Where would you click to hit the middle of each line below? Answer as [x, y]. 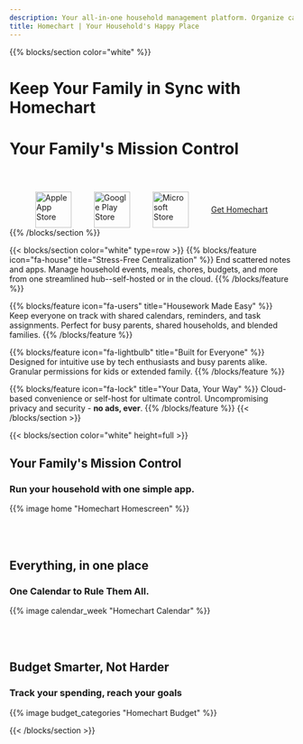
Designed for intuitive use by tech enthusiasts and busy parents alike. [138, 361]
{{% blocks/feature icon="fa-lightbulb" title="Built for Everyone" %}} [137, 352]
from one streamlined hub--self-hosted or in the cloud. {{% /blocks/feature [149, 279]
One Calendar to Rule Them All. [79, 591]
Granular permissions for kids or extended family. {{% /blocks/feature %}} [147, 371]
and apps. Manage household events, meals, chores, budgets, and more [144, 269]
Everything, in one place [79, 565]
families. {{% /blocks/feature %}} [71, 334]
